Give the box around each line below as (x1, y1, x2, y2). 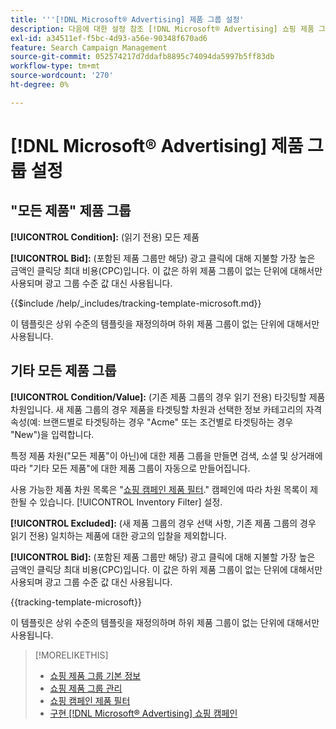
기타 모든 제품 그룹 (10, 362, 117, 380)
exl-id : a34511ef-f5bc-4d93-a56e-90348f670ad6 (10, 33, 208, 43)
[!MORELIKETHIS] (34, 649, 109, 661)
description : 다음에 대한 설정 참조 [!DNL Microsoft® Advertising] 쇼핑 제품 (10, 24, 315, 34)
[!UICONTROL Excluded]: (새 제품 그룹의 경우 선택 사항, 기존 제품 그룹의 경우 (10, 517, 317, 529)
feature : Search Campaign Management (10, 42, 168, 53)
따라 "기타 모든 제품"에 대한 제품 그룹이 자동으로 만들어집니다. (10, 462, 251, 474)
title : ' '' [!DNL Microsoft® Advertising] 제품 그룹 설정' (10, 14, 245, 25)
